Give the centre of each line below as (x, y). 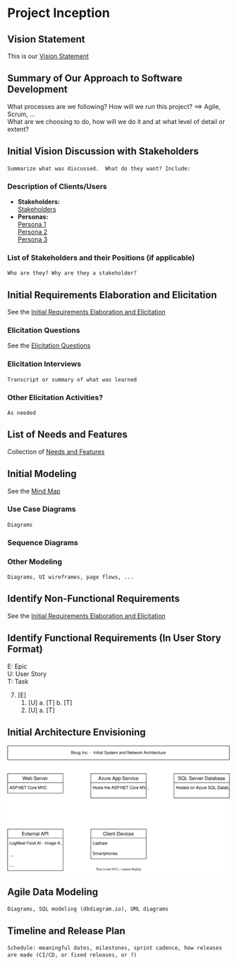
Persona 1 (32, 224)
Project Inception (59, 13)
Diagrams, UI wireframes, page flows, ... (71, 577)
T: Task (18, 681)
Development (38, 90)
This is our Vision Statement (48, 56)
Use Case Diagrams (42, 509)
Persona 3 (32, 239)
